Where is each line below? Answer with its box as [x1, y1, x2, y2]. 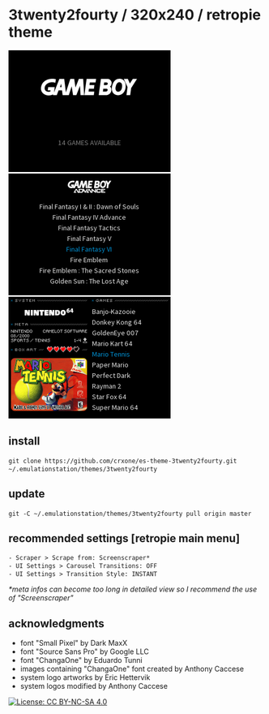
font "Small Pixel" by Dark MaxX [19, 639, 128, 648]
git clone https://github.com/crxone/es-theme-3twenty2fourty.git [8, 457, 237, 465]
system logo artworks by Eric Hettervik [19, 673, 151, 682]
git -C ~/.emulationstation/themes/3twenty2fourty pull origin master [8, 510, 252, 518]
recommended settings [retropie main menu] [8, 531, 241, 545]
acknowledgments [8, 617, 105, 630]
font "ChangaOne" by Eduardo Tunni [19, 656, 143, 665]
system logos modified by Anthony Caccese [19, 682, 169, 691]
